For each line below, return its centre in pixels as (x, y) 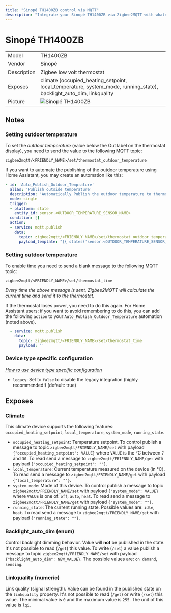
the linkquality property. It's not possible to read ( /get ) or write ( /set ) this (84, 594)
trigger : (19, 203)
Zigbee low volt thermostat (73, 72)
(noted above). (21, 322)
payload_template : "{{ (43, 242)
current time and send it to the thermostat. (50, 296)
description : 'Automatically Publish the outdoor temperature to (81, 194)
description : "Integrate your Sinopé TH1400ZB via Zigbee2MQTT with (79, 15)
